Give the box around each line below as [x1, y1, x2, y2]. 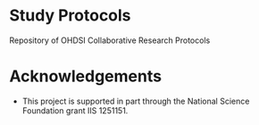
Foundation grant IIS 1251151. [21, 104, 129, 116]
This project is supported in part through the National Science [21, 96, 250, 106]
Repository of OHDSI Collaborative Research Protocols [9, 35, 211, 46]
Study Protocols [9, 5, 131, 26]
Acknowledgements [9, 66, 163, 87]
